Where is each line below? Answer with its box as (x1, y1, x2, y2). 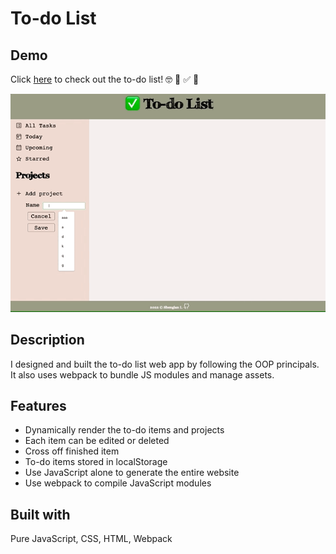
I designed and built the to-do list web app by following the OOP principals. (10, 358, 320, 370)
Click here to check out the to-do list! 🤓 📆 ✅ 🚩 (10, 73, 200, 85)
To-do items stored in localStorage (24, 456, 168, 468)
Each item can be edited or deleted (24, 435, 170, 447)
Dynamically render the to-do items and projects (24, 424, 225, 436)
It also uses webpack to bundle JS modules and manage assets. (10, 368, 275, 381)
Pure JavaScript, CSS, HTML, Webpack (10, 533, 173, 545)
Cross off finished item (24, 445, 120, 457)
